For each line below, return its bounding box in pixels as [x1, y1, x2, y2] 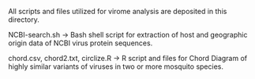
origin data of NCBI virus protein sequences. [8, 38, 153, 48]
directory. [8, 15, 39, 24]
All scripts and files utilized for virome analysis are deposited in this [8, 7, 227, 16]
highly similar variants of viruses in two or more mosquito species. [8, 62, 223, 71]
